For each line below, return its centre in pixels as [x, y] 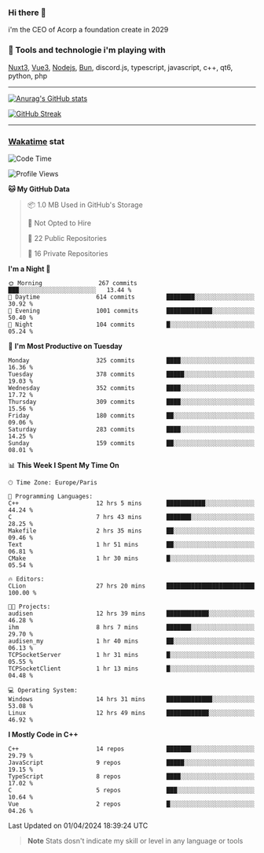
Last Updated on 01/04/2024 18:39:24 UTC [78, 825]
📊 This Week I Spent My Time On [64, 465]
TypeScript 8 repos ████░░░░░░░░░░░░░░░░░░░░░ [132, 776]
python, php [28, 76]
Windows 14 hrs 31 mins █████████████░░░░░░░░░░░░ [132, 699]
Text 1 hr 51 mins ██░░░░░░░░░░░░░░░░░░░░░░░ [132, 544]
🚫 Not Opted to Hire [59, 223]
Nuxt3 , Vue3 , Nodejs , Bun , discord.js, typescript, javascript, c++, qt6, [121, 67]
